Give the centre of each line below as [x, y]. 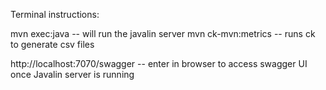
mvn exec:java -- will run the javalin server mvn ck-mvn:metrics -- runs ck [163, 33]
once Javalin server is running [72, 74]
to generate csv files [52, 44]
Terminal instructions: [55, 14]
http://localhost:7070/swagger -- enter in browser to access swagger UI [159, 63]
